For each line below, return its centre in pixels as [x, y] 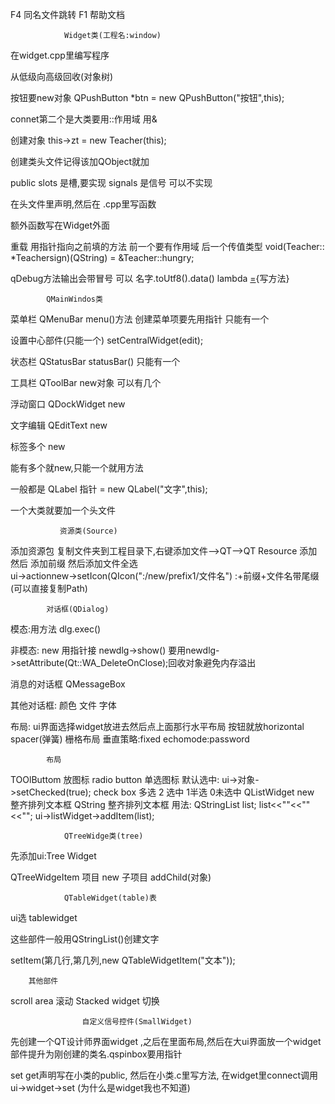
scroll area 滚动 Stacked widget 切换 [85, 1001]
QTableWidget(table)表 [110, 898]
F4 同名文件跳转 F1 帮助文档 [68, 14]
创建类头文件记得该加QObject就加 [80, 161]
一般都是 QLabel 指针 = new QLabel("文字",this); [109, 489]
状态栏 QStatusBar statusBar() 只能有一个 [95, 361]
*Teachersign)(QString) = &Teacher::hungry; [102, 257]
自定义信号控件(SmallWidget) [137, 1022]
